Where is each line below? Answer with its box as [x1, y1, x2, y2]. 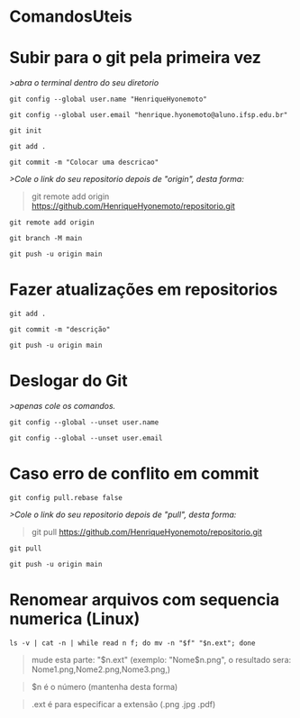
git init [9, 126, 42, 136]
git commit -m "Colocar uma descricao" [9, 158, 159, 168]
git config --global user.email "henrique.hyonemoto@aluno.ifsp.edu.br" [9, 111, 288, 120]
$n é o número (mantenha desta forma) [31, 681, 178, 692]
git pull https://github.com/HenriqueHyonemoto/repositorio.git [31, 526, 263, 537]
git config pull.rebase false [9, 493, 123, 502]
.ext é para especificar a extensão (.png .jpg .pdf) [31, 698, 216, 709]
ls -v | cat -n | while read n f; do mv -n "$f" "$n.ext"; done [9, 638, 256, 648]
